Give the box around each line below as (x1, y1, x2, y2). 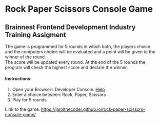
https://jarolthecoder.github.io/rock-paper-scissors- (40, 106, 145, 112)
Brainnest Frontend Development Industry (5, 23, 136, 31)
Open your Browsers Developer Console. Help (12, 87, 105, 93)
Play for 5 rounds (12, 97, 47, 103)
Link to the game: (5, 106, 40, 112)
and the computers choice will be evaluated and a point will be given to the (5, 49, 156, 54)
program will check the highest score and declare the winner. (5, 65, 128, 70)
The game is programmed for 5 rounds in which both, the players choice (5, 44, 151, 49)
